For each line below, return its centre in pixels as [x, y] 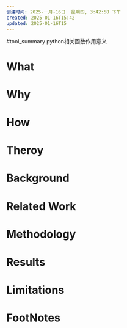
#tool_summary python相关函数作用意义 [57, 42]
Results [26, 262]
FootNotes [34, 318]
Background [38, 178]
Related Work [41, 206]
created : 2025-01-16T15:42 [41, 18]
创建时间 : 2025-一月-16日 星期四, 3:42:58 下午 [64, 12]
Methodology [41, 234]
